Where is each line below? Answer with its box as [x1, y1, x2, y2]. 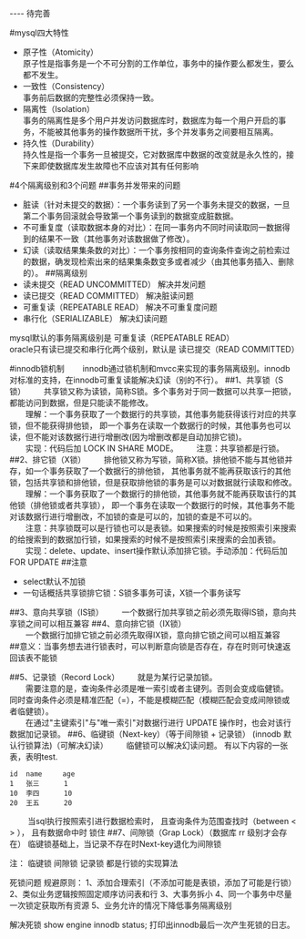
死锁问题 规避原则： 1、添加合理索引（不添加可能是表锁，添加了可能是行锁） [9, 877, 297, 888]
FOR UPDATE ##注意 [9, 556, 88, 567]
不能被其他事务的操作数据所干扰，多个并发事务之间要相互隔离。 [38, 127, 279, 137]
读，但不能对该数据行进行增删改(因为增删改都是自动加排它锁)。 [9, 432, 248, 442]
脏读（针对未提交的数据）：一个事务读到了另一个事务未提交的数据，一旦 [22, 199, 291, 209]
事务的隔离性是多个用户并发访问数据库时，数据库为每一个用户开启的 [22, 115, 279, 126]
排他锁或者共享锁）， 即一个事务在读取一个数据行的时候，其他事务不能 [33, 500, 295, 510]
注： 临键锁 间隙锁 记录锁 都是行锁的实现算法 [9, 858, 178, 868]
